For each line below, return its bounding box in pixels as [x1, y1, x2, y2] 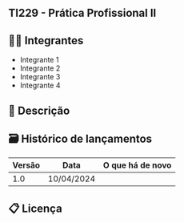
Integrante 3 [19, 72, 61, 82]
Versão [12, 160, 41, 171]
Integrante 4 [19, 80, 62, 91]
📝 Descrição [8, 103, 70, 117]
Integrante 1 [19, 55, 59, 65]
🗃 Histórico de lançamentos [8, 132, 153, 145]
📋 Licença [8, 201, 62, 215]
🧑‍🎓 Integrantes [8, 34, 84, 47]
